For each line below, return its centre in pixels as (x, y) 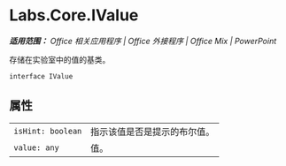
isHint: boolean (48, 131)
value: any (36, 147)
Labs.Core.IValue (74, 15)
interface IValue (41, 76)
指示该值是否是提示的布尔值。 (152, 132)
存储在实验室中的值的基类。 (60, 59)
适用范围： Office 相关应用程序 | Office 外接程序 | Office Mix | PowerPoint (143, 41)
